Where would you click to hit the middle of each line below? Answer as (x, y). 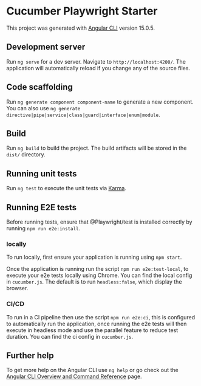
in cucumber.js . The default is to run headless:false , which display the (94, 282)
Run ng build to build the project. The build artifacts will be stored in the (97, 148)
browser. (17, 288)
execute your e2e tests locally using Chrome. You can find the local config (99, 275)
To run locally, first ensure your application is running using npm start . (94, 257)
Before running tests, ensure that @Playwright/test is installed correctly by (99, 222)
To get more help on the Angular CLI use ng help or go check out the (92, 370)
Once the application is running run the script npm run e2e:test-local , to (97, 269)
